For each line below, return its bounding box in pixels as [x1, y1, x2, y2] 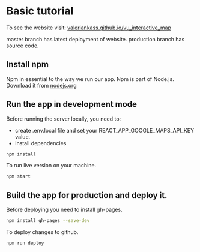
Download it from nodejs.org [6, 82, 77, 89]
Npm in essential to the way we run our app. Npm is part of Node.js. [6, 75, 174, 82]
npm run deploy [6, 240, 44, 246]
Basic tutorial [6, 4, 74, 18]
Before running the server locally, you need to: [6, 115, 121, 122]
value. [14, 133, 31, 140]
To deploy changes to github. [6, 229, 79, 235]
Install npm [6, 59, 49, 70]
